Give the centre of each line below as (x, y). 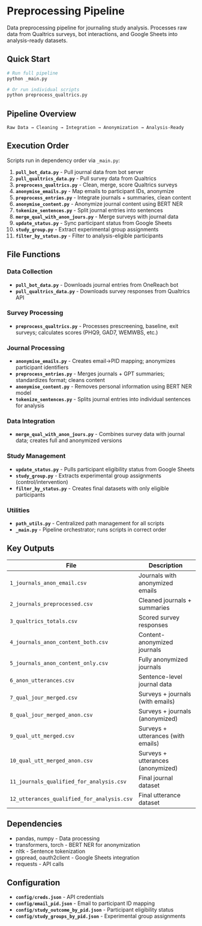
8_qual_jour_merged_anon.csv (51, 715)
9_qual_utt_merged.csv (42, 736)
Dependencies (34, 824)
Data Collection (30, 272)
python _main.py (27, 79)
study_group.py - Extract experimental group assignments (87, 229)
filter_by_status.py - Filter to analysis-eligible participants (89, 236)
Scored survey (159, 617)
